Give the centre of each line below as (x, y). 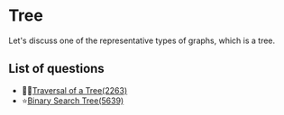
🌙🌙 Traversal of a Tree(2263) (74, 90)
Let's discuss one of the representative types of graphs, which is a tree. (142, 40)
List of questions (56, 69)
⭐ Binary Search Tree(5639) (73, 101)
